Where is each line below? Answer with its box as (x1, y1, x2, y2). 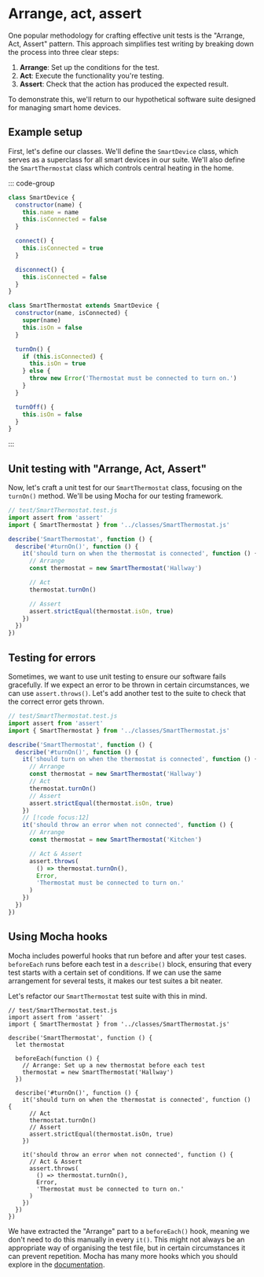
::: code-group (8, 178, 55, 188)
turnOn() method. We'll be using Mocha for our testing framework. (8, 492, 224, 501)
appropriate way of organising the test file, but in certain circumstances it (8, 1242, 246, 1253)
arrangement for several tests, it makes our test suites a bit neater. (8, 975, 223, 986)
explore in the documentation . (8, 1260, 105, 1269)
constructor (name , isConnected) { (15, 309, 128, 317)
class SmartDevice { (8, 193, 76, 201)
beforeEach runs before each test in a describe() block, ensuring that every (8, 959, 252, 968)
